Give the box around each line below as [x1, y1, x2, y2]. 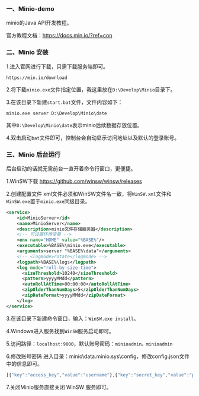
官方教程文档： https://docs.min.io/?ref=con [6, 32, 113, 39]
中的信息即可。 [6, 360, 43, 367]
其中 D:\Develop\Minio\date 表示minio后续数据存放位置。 [6, 121, 143, 128]
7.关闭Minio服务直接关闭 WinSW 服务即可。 [6, 384, 112, 391]
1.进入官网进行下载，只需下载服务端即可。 [6, 63, 108, 70]
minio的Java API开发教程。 [6, 19, 72, 27]
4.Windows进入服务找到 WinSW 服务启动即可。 [6, 327, 114, 334]
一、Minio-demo [6, 4, 54, 12]
